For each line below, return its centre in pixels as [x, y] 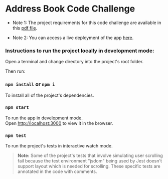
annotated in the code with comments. [57, 171]
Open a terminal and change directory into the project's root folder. [74, 62]
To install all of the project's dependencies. [50, 95]
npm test [16, 135]
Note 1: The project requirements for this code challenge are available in [87, 23]
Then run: [15, 71]
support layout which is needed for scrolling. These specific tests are [89, 166]
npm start [17, 108]
